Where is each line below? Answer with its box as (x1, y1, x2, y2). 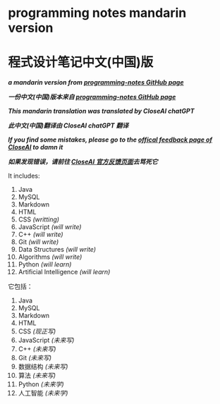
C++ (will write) (18, 231, 63, 239)
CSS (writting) (18, 215, 59, 224)
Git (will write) (18, 238, 59, 246)
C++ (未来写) (18, 345, 56, 353)
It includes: (8, 171, 40, 180)
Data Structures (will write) (18, 245, 97, 254)
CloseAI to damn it (8, 143, 63, 152)
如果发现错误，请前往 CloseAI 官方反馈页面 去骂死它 (8, 157, 158, 166)
